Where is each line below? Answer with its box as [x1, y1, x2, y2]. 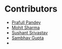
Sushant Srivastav [11, 30, 48, 35]
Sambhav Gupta [11, 35, 44, 41]
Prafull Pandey [11, 19, 41, 25]
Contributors [4, 3, 58, 15]
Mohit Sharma [11, 24, 40, 30]
